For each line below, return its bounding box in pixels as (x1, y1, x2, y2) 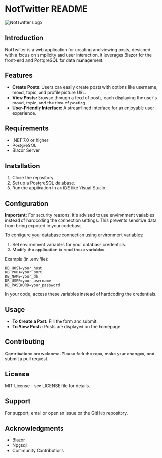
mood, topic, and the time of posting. (12, 100, 87, 105)
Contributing (5, 338, 45, 346)
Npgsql (12, 442, 27, 448)
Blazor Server (12, 147, 40, 153)
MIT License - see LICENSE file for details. (5, 383, 90, 389)
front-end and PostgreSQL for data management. (5, 57, 104, 63)
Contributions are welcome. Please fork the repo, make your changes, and (5, 351, 155, 356)
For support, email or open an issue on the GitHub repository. (5, 410, 128, 416)
